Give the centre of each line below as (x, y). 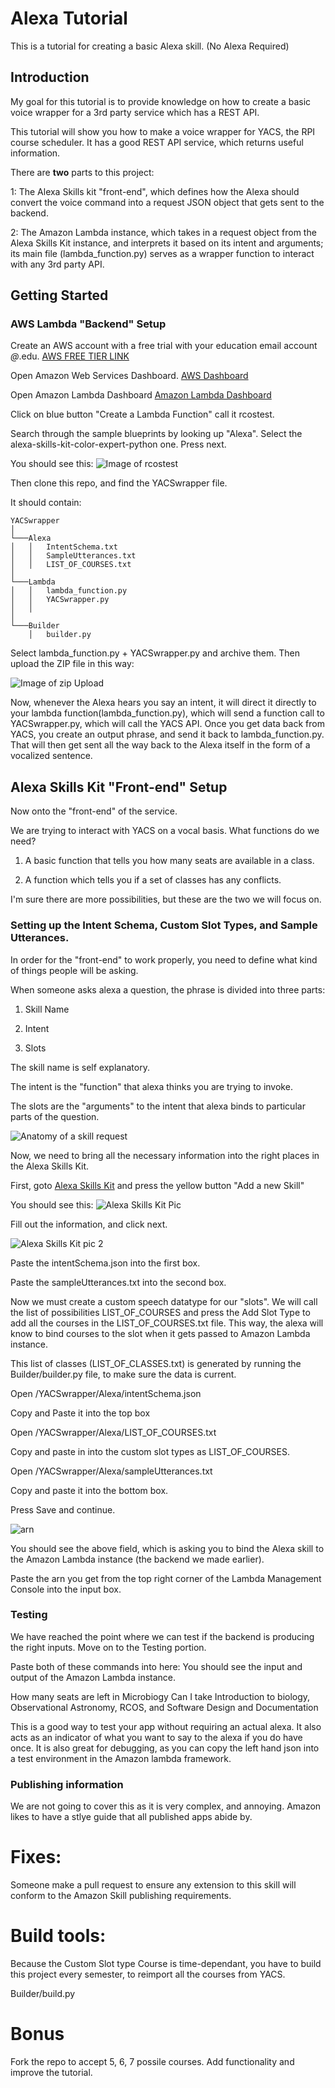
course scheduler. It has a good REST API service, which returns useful (157, 142)
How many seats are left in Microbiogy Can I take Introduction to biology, (160, 1696)
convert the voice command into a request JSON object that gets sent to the (167, 202)
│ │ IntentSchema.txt (64, 547)
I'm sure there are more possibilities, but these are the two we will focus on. (166, 899)
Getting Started (59, 295)
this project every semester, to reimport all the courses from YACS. (148, 1974)
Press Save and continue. (63, 1509)
